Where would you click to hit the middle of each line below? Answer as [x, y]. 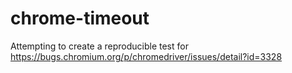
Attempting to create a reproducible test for [99, 46]
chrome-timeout [80, 18]
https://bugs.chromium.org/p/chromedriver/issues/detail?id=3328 [146, 56]
